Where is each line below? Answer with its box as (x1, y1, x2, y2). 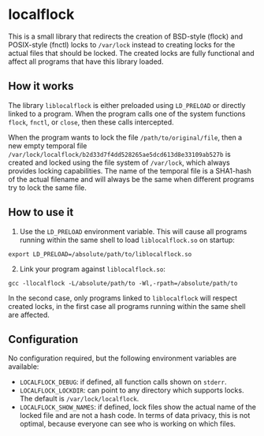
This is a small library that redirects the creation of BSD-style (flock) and (8, 32, 244, 41)
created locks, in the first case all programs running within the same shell (8, 301, 246, 311)
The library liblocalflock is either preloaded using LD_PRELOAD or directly (8, 100, 246, 110)
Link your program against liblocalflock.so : (19, 264, 165, 274)
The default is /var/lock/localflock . (19, 394, 139, 404)
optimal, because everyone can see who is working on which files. (19, 419, 236, 429)
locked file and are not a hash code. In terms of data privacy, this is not (19, 411, 251, 420)
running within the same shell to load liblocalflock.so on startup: (19, 235, 235, 244)
